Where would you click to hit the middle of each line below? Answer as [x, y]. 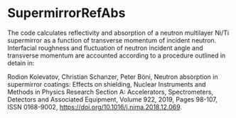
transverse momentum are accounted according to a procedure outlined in [117, 55]
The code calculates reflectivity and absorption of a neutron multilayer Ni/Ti [118, 33]
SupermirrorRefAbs [66, 13]
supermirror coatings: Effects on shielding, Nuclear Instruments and [107, 84]
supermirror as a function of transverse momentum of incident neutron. [112, 40]
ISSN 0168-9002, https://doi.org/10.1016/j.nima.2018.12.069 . [95, 107]
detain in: [21, 63]
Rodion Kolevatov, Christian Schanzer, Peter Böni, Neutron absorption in [113, 77]
